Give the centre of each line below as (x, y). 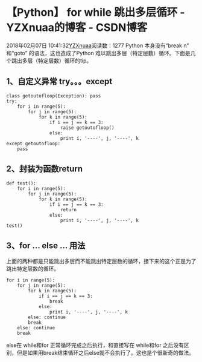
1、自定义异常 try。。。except (59, 81)
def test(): (21, 183)
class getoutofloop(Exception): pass (54, 96)
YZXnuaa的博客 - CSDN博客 (77, 28)
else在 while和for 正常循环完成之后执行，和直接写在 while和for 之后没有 (95, 345)
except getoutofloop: (33, 143)
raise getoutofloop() (87, 128)
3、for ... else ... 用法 (46, 245)
